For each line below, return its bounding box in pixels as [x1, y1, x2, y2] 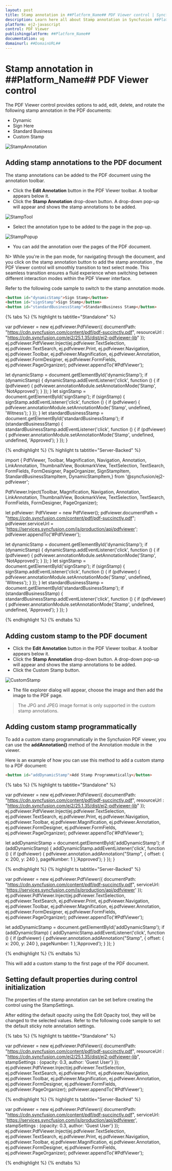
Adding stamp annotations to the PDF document [5, 158, 162, 167]
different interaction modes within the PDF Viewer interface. [5, 275, 132, 281]
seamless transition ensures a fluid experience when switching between [5, 270, 158, 276]
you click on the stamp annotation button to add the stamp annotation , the [5, 259, 163, 265]
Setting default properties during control [5, 975, 138, 984]
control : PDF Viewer [5, 27, 50, 32]
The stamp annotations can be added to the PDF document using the [5, 172, 151, 178]
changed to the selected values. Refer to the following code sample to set [5, 1018, 161, 1024]
